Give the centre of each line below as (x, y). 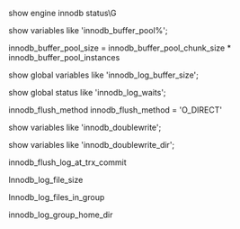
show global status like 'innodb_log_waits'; (88, 92)
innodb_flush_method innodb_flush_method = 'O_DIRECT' (115, 110)
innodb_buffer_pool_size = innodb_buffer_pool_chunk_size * (120, 48)
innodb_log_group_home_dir (61, 215)
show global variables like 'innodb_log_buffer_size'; (104, 75)
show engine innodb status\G (62, 13)
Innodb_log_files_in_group (57, 197)
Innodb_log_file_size (46, 180)
